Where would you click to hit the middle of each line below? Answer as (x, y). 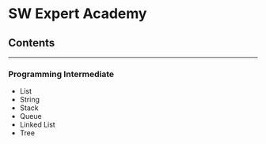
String (30, 100)
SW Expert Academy (78, 14)
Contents (32, 43)
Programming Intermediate (61, 74)
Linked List (37, 125)
